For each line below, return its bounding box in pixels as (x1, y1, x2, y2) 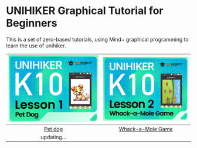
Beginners (6, 16, 57, 30)
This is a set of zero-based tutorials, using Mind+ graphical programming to (6, 36, 189, 43)
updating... (40, 133, 66, 140)
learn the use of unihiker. (6, 42, 66, 49)
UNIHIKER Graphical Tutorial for (6, 4, 164, 18)
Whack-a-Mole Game (118, 125, 173, 132)
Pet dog (43, 125, 63, 132)
